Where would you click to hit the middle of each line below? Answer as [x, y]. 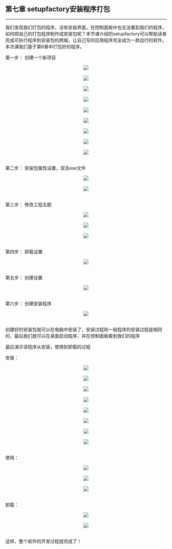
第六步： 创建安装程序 [28, 303]
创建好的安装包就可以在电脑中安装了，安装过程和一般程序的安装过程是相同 [84, 329]
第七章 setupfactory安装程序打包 [58, 9]
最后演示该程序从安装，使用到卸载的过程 [48, 347]
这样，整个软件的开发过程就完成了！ [44, 541]
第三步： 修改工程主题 [28, 205]
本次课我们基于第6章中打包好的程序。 [45, 46]
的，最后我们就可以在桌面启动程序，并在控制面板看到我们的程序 [72, 336]
